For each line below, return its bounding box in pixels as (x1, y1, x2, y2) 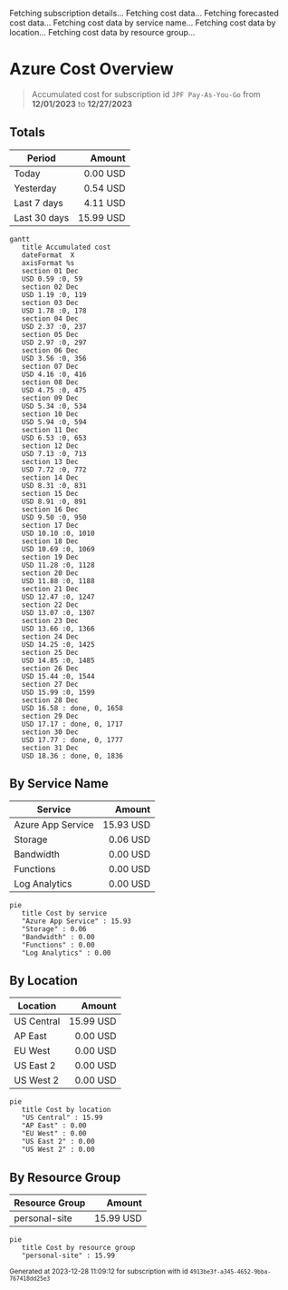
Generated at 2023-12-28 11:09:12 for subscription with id (9, 1267, 188, 1276)
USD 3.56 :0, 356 (21, 353, 88, 362)
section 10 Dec (21, 409, 79, 419)
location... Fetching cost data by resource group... (9, 27, 196, 37)
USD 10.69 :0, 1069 (21, 544, 95, 553)
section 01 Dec (21, 266, 79, 275)
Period (26, 152, 56, 164)
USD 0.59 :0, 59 (21, 274, 83, 283)
